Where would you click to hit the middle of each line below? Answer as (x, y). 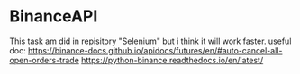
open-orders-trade (44, 60)
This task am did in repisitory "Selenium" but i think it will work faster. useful (150, 41)
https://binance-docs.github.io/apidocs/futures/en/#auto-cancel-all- (155, 50)
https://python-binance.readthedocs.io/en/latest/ (172, 60)
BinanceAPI (54, 16)
